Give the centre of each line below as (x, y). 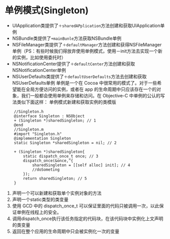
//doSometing (46, 169)
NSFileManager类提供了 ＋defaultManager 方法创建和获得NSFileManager (87, 44)
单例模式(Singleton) (47, 10)
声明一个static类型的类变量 (40, 199)
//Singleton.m (29, 129)
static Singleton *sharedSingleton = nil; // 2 (65, 143)
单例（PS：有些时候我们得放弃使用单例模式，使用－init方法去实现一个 (85, 51)
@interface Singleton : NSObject (49, 116)
